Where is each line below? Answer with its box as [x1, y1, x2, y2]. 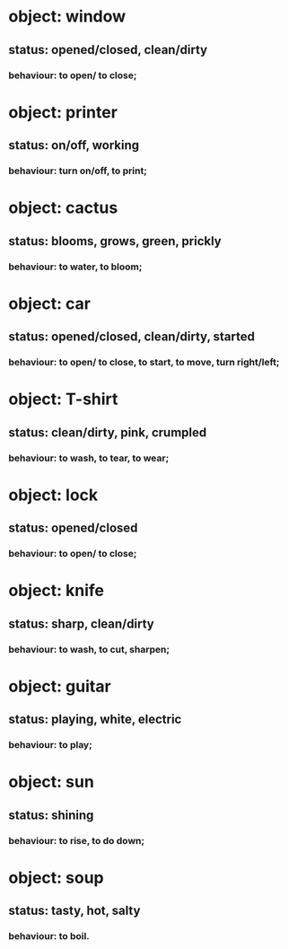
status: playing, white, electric [8, 712, 182, 727]
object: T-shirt [8, 389, 118, 409]
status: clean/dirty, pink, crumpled [8, 425, 207, 440]
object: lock [8, 485, 99, 505]
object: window [8, 6, 127, 27]
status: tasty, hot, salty [8, 903, 141, 918]
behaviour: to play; [8, 739, 93, 751]
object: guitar [8, 676, 111, 697]
